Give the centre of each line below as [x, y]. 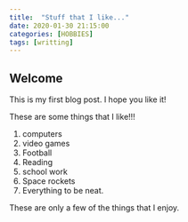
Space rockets [49, 181]
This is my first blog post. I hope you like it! [88, 99]
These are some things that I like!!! [72, 117]
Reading [37, 163]
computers [42, 134]
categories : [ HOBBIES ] [51, 34]
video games [46, 144]
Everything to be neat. [63, 191]
